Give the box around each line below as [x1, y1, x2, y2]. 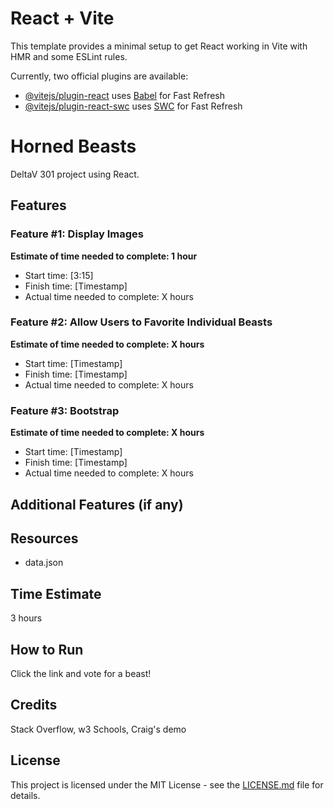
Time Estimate [10, 585, 102, 602]
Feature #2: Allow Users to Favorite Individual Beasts [10, 315, 273, 329]
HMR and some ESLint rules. [10, 50, 128, 62]
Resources [10, 530, 79, 547]
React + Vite [10, 7, 115, 30]
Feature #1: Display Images [10, 227, 144, 241]
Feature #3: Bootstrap [10, 403, 120, 417]
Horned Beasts [10, 135, 137, 158]
